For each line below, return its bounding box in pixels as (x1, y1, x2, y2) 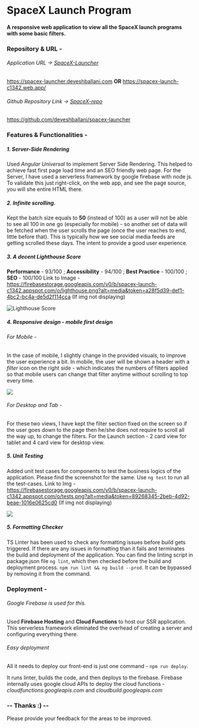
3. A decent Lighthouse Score (7, 253, 82, 260)
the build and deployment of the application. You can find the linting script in (7, 551, 193, 558)
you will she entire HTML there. (7, 186, 84, 193)
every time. (7, 377, 34, 384)
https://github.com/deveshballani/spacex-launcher (7, 116, 131, 123)
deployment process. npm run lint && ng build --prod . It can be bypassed (7, 564, 192, 571)
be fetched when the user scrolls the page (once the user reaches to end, (7, 227, 187, 234)
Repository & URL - (7, 44, 63, 53)
